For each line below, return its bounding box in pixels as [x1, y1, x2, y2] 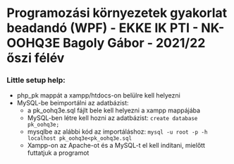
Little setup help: [6, 76, 66, 86]
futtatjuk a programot [27, 148, 90, 157]
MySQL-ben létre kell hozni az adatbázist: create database [27, 114, 198, 122]
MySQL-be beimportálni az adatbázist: [16, 99, 129, 107]
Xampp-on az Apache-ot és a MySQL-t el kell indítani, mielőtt [27, 141, 206, 150]
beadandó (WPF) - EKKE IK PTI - [6, 20, 199, 36]
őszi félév [6, 50, 65, 66]
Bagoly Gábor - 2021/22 [62, 35, 206, 51]
